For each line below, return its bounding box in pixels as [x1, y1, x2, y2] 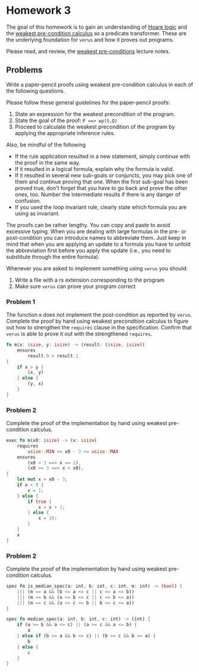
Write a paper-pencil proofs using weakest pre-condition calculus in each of [6, 81, 194, 88]
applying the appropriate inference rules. [14, 129, 116, 136]
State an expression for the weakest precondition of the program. [14, 110, 176, 117]
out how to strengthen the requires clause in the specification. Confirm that [6, 324, 192, 331]
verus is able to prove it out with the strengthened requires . [6, 330, 153, 338]
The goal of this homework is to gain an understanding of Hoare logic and [6, 23, 188, 30]
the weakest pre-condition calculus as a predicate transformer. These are [6, 29, 186, 36]
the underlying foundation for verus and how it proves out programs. [6, 36, 174, 43]
